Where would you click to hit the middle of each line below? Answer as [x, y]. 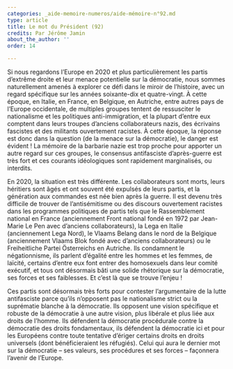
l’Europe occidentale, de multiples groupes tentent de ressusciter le [104, 109]
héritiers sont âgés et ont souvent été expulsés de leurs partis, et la [104, 189]
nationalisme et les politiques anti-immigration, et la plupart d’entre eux [109, 116]
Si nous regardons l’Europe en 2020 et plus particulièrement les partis [107, 72]
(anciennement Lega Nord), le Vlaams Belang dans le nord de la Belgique [112, 233]
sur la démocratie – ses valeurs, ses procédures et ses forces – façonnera [113, 350]
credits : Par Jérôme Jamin [46, 33]
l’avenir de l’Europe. [35, 358]
